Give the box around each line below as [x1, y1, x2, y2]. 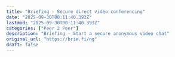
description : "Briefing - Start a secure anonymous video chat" [6, 31, 170, 37]
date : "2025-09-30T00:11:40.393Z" [6, 14, 93, 20]
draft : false [6, 42, 39, 48]
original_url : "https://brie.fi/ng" [6, 36, 97, 42]
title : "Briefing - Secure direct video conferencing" [6, 8, 146, 15]
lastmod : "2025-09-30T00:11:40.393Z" [6, 20, 100, 26]
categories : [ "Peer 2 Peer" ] [6, 25, 79, 31]
